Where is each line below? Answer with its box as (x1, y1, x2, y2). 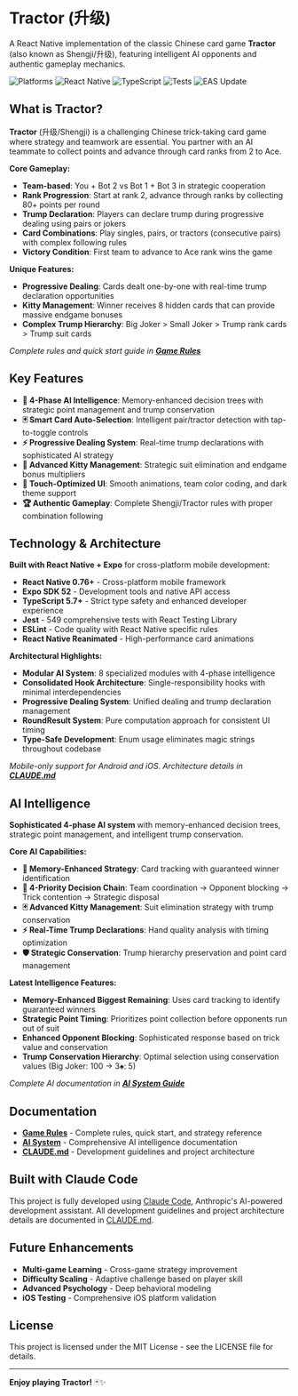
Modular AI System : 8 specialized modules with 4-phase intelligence (21, 668, 276, 678)
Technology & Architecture (9, 535, 161, 551)
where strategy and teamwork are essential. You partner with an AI (9, 136, 254, 147)
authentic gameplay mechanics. (9, 59, 126, 69)
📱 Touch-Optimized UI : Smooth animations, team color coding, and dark (21, 477, 287, 489)
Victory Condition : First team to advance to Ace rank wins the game (21, 246, 273, 257)
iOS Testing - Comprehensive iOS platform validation (21, 1292, 217, 1303)
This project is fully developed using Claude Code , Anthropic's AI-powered (9, 1195, 284, 1206)
